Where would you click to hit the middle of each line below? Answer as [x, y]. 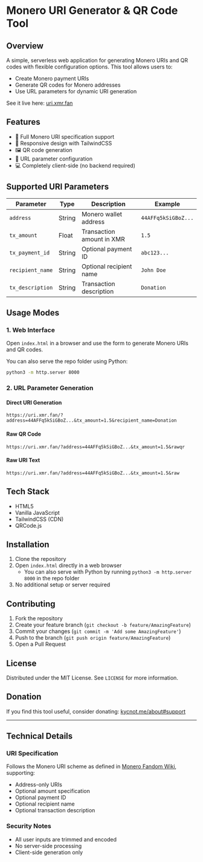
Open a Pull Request [40, 644]
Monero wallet [102, 214]
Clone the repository [40, 559]
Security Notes [29, 826]
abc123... [155, 253]
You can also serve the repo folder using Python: [67, 362]
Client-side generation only [49, 852]
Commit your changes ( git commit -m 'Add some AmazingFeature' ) [98, 631]
